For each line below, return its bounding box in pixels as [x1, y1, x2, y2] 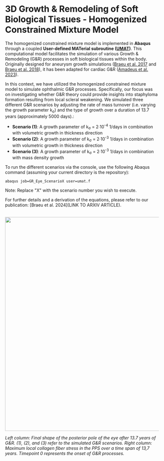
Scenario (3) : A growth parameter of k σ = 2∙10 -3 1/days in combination [12, 148, 154, 155]
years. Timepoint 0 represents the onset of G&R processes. [5, 451, 124, 457]
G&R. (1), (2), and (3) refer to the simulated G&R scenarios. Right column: [5, 440, 152, 446]
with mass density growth [12, 155, 64, 161]
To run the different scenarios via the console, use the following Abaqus [5, 164, 150, 170]
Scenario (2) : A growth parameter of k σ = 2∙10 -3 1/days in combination [12, 135, 154, 143]
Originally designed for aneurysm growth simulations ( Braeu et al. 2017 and [5, 61, 157, 67]
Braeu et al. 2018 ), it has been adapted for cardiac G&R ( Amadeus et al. [5, 66, 148, 72]
